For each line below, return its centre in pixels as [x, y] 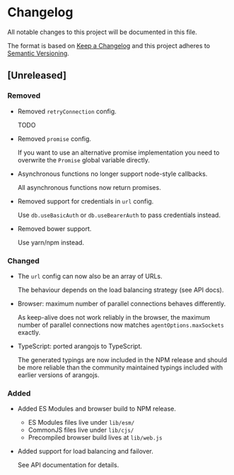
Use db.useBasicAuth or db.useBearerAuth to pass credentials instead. [119, 215]
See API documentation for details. [68, 465]
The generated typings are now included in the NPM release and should [122, 359]
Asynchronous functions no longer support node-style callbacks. [112, 174]
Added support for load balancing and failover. [85, 452]
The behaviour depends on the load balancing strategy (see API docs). [121, 290]
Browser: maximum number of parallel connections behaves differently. [122, 303]
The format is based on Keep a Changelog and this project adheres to [109, 45]
